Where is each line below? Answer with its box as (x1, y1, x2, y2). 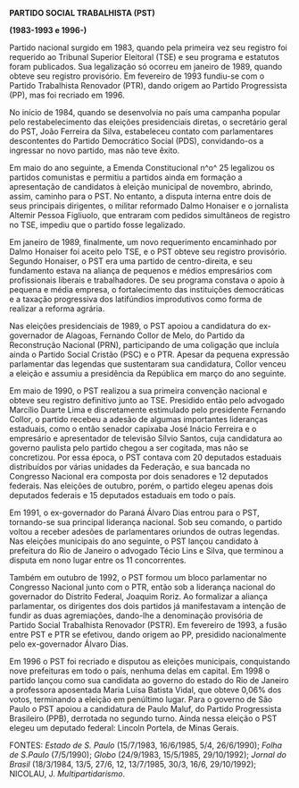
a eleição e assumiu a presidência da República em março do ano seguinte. (9, 369, 287, 378)
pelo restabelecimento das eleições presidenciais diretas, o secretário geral (9, 116, 288, 127)
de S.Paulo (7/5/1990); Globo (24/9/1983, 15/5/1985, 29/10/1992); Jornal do (9, 750, 287, 759)
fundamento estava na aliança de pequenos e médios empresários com (9, 266, 273, 275)
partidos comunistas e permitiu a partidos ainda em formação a (9, 172, 243, 182)
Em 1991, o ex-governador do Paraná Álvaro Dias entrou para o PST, (9, 507, 261, 518)
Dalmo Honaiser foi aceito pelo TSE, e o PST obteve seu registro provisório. (9, 246, 287, 257)
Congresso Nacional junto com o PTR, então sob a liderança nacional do (9, 581, 276, 592)
